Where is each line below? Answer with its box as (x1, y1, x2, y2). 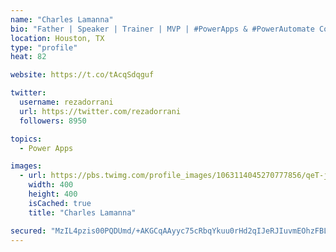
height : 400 (28, 189, 78, 199)
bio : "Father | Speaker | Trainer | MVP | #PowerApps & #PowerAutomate (10, 24, 315, 34)
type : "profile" (10, 42, 78, 53)
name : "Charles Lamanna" (10, 14, 114, 25)
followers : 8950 (19, 116, 87, 126)
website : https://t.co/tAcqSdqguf (10, 70, 155, 80)
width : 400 (28, 180, 74, 190)
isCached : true (28, 198, 92, 208)
